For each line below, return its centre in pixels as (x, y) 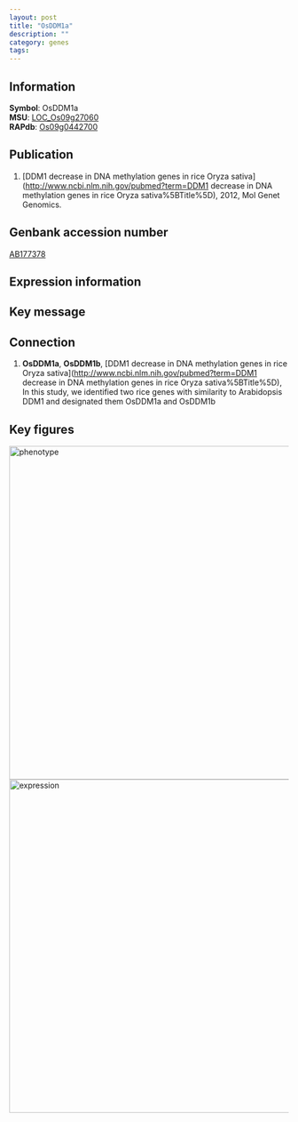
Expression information (75, 281)
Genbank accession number (89, 232)
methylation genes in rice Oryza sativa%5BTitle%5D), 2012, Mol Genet (151, 195)
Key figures (42, 429)
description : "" (39, 34)
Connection (42, 342)
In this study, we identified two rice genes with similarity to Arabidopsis (152, 392)
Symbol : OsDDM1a (44, 108)
